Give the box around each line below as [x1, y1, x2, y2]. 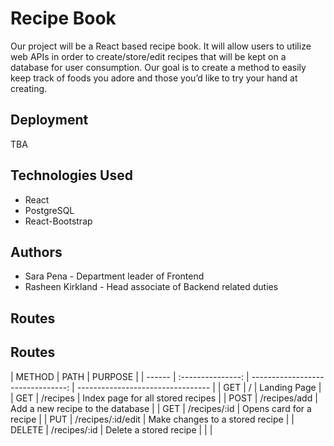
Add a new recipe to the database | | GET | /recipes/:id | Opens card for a [10, 402, 312, 414]
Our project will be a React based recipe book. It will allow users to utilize [10, 40, 312, 52]
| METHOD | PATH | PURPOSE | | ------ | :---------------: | [10, 370, 250, 382]
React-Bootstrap [24, 215, 93, 227]
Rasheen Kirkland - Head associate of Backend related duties [24, 281, 279, 293]
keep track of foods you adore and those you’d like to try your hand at [10, 72, 298, 84]
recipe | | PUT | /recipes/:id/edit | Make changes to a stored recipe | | [10, 413, 295, 425]
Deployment [10, 112, 89, 129]
